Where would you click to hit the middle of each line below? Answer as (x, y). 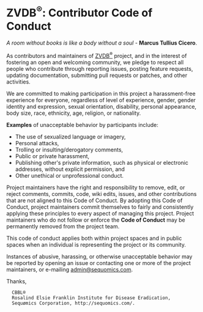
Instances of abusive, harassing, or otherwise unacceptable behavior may (99, 256)
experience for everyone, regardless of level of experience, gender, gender (101, 100)
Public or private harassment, (52, 156)
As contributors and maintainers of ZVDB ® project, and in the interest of (97, 55)
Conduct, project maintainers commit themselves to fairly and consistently (100, 207)
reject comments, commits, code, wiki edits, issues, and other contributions (102, 194)
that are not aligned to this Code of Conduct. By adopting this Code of (94, 200)
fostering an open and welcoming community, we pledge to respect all (95, 62)
